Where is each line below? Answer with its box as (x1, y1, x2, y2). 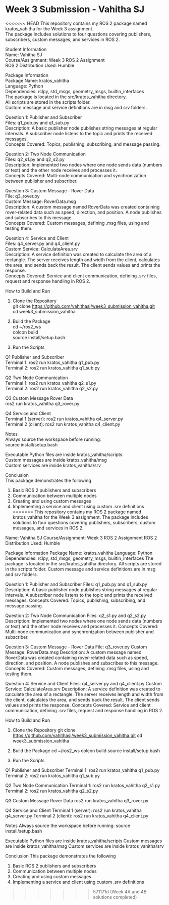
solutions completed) (93, 894, 137, 900)
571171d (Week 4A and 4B (93, 888, 147, 894)
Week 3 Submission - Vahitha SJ (5, 4, 145, 15)
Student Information (5, 46, 47, 52)
